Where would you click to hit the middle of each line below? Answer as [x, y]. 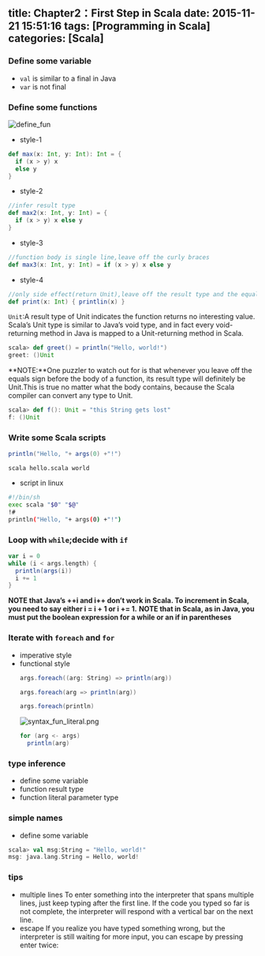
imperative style [46, 655]
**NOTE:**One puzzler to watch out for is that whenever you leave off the [130, 371]
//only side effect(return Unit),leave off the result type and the [123, 294]
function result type [52, 789]
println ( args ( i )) [44, 570]
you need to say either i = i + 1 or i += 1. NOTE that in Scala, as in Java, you [131, 609]
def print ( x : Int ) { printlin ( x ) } [67, 302]
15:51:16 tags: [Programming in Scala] [116, 26]
